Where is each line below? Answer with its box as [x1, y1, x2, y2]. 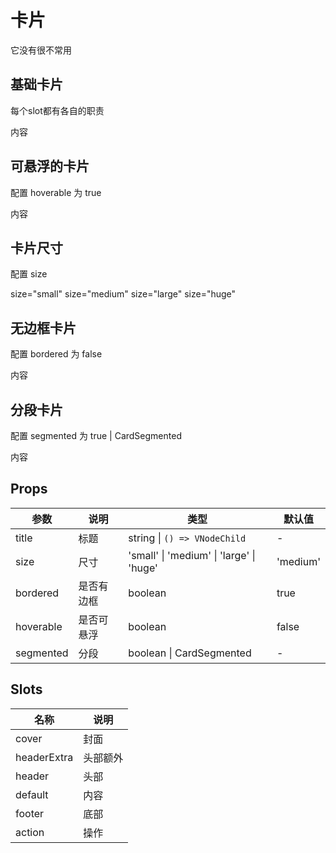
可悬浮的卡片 [10, 158, 90, 175]
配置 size [10, 268, 48, 280]
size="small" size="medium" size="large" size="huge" [10, 288, 237, 300]
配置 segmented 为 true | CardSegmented [10, 430, 182, 441]
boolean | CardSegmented [128, 646, 252, 660]
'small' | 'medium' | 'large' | [128, 548, 256, 562]
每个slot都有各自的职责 [10, 104, 105, 116]
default [15, 787, 49, 801]
